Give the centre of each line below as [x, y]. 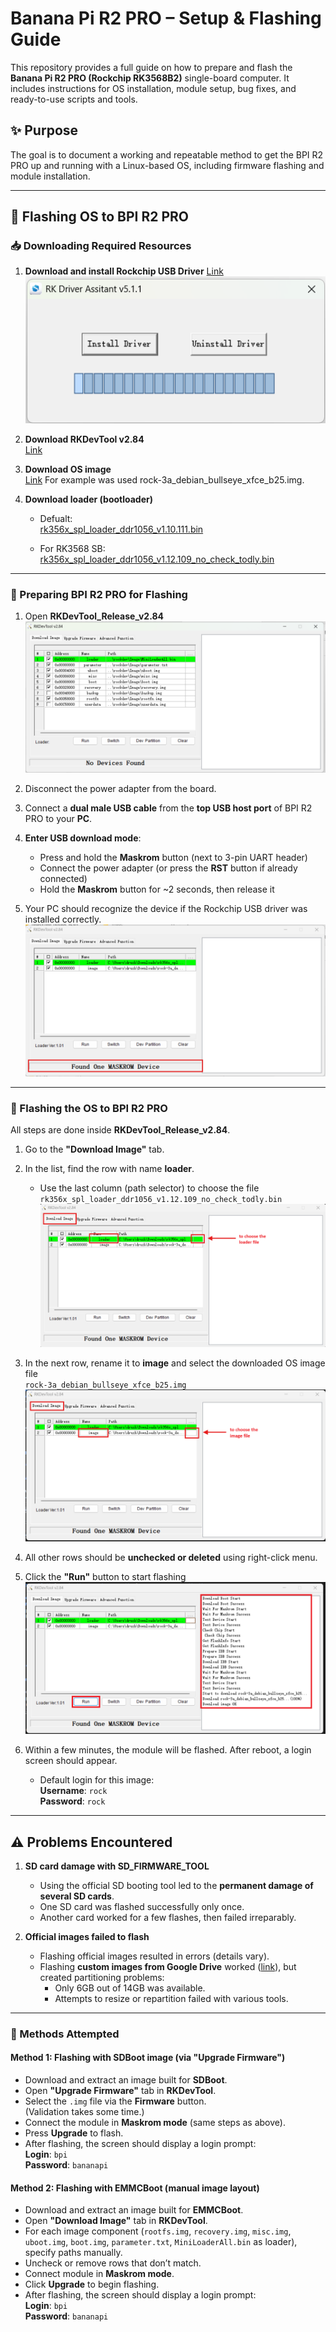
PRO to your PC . [58, 818]
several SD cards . [77, 1896]
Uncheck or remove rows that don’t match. [113, 2263]
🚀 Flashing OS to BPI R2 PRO [99, 217]
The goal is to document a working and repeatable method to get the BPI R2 [167, 154]
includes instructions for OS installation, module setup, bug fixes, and [153, 88]
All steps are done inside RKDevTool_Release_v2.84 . [120, 1130]
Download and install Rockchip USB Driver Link [124, 271]
